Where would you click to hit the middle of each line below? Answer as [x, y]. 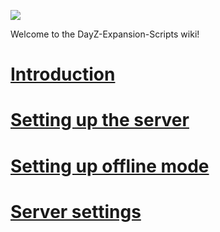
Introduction [63, 74]
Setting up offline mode [110, 166]
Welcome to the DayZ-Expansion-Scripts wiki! [105, 34]
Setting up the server [100, 120]
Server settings [76, 211]
